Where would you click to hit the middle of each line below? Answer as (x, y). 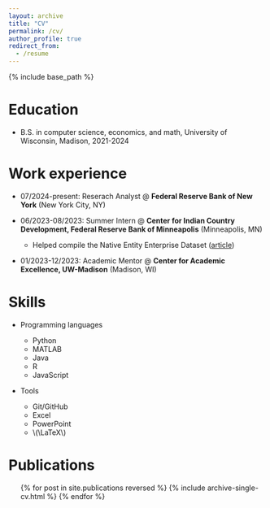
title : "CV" (28, 24)
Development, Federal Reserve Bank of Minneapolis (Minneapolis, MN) (141, 229)
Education (44, 110)
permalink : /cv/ (36, 31)
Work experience (68, 174)
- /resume (32, 54)
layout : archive (36, 16)
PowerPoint (52, 423)
